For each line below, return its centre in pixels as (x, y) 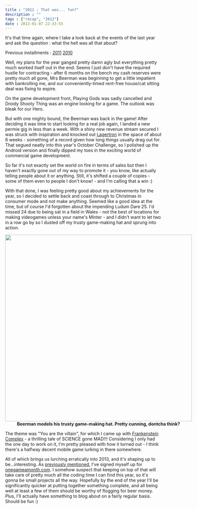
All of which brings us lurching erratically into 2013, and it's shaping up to (80, 459)
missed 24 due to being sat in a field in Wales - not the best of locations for (82, 212)
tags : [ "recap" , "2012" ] (32, 19)
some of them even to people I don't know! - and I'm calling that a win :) (79, 181)
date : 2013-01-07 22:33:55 (34, 24)
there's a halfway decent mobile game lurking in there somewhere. (74, 450)
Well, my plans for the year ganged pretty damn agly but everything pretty (81, 62)
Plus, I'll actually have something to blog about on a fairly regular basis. (78, 496)
